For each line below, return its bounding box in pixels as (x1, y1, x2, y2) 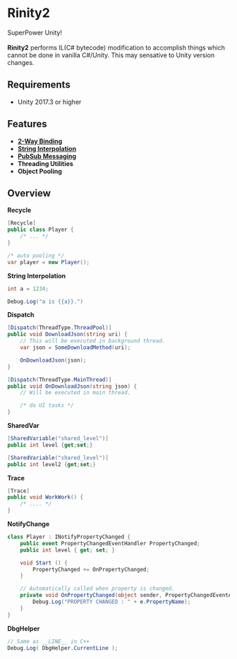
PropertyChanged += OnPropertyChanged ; (32, 566, 150, 573)
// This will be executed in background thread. (20, 338, 166, 345)
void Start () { (20, 559, 68, 566)
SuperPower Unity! (7, 28, 62, 37)
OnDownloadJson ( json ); (20, 357, 87, 364)
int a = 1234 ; (7, 285, 49, 292)
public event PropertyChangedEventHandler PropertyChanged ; (20, 540, 200, 547)
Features (7, 118, 47, 130)
